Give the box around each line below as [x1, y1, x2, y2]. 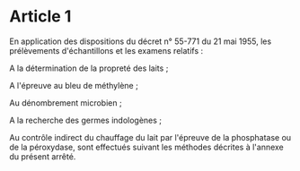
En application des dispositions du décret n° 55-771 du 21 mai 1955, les [9, 36, 272, 47]
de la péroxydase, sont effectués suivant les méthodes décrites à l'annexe [9, 141, 285, 152]
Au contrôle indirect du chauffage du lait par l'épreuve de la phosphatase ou [9, 132, 292, 142]
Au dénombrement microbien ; [9, 97, 123, 108]
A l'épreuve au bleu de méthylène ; [9, 80, 139, 90]
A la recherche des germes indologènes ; [9, 115, 163, 125]
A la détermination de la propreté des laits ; [9, 63, 169, 73]
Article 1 [9, 6, 72, 27]
